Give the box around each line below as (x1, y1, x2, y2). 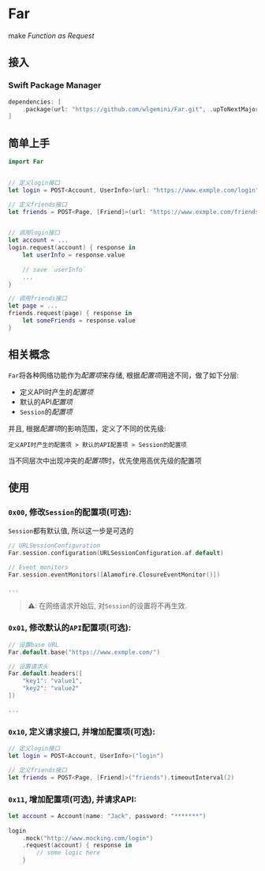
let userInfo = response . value (22, 251, 125, 259)
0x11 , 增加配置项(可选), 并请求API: (8, 794, 136, 805)
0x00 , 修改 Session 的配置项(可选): (8, 506, 132, 517)
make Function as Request (8, 31, 95, 40)
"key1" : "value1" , (22, 677, 83, 685)
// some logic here (36, 849, 101, 857)
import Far (8, 158, 44, 166)
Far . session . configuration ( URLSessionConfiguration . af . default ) (8, 550, 224, 558)
